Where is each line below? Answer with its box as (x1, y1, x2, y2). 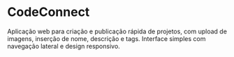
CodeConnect (7, 4, 90, 20)
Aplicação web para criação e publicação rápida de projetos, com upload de (7, 27, 227, 35)
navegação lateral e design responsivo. (7, 42, 120, 50)
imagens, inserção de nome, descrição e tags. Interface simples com (7, 34, 206, 42)
